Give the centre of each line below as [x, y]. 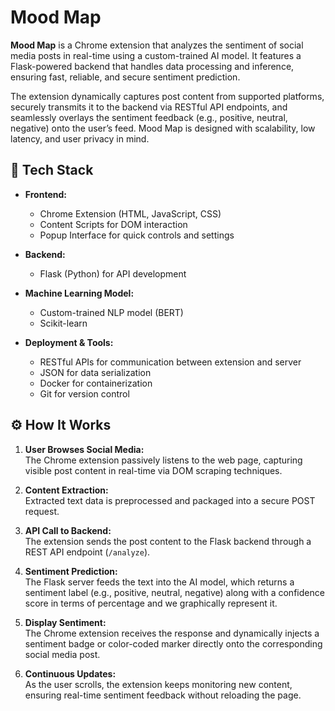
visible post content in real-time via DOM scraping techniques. [153, 470]
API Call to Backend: [68, 530]
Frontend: [45, 194]
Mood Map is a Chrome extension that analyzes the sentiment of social [157, 45]
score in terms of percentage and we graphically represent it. [151, 603]
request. [42, 511]
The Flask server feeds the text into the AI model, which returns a [159, 582]
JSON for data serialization [95, 372]
